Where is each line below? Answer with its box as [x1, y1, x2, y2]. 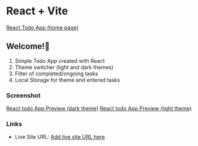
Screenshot [6, 91, 41, 99]
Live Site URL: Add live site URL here [14, 133, 106, 141]
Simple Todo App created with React [14, 57, 105, 64]
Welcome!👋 [6, 41, 50, 51]
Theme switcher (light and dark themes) [14, 63, 114, 71]
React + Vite [6, 4, 69, 18]
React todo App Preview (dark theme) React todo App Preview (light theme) [6, 105, 192, 112]
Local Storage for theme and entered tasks [14, 76, 120, 83]
